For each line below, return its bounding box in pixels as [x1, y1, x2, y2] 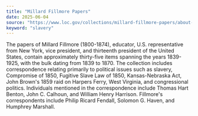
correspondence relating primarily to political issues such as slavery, [6, 66, 173, 73]
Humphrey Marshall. [6, 103, 55, 110]
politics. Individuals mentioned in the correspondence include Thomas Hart [6, 84, 189, 91]
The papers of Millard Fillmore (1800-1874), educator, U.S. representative [6, 41, 184, 48]
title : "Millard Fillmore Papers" [6, 8, 91, 15]
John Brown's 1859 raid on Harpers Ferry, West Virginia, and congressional [6, 79, 189, 86]
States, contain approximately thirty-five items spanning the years [6, 53, 166, 60]
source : [6, 19, 25, 25]
